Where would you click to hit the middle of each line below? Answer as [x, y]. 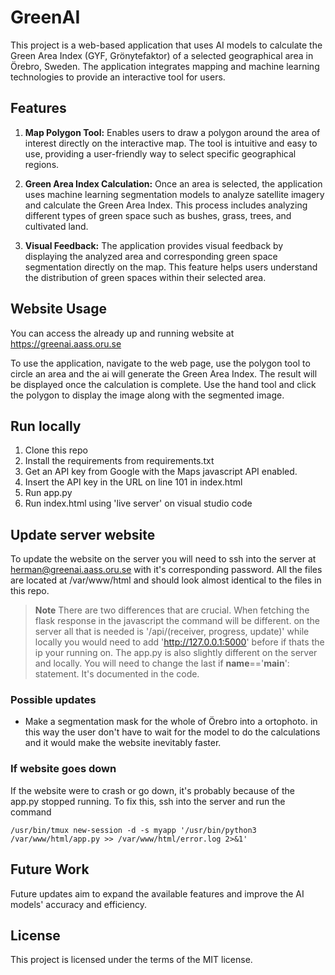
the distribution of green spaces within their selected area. [145, 277]
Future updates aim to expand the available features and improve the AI [157, 893]
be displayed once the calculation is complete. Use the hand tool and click [163, 384]
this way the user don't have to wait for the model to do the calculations [172, 732]
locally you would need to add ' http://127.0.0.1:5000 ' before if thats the [179, 642]
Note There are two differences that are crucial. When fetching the [172, 610]
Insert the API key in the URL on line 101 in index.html [133, 482]
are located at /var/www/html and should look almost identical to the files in [166, 580]
